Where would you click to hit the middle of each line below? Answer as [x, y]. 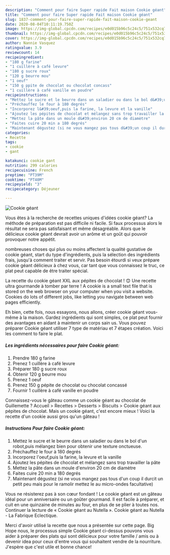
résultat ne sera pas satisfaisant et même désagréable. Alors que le [75, 228]
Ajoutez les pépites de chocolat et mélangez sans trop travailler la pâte [86, 462]
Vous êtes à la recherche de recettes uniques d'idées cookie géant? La [79, 218]
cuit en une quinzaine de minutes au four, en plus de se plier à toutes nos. [82, 504]
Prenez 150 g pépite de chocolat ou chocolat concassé [70, 385]
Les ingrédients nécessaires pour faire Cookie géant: [62, 345]
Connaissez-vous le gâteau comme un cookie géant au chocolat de [76, 400]
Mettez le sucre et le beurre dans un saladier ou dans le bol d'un [80, 441]
